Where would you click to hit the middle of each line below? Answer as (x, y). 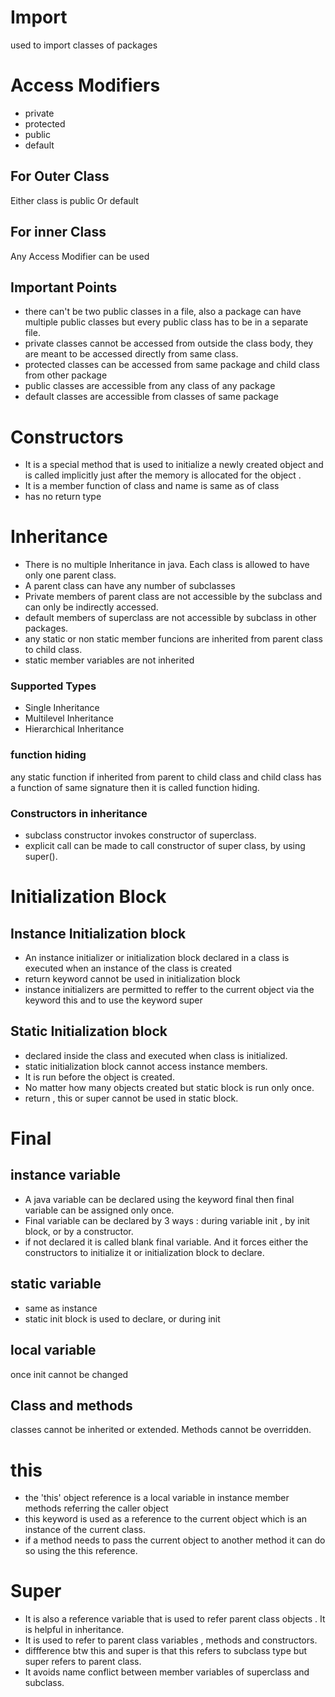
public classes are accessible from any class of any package (150, 386)
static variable (56, 1284)
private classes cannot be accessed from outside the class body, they (169, 343)
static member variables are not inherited (109, 660)
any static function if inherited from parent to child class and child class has (166, 777)
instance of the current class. (85, 1530)
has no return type (63, 497)
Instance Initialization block (98, 933)
